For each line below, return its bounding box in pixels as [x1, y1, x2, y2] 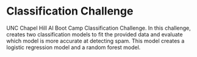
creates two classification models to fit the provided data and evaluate [6, 30, 183, 38]
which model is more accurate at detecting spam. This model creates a [6, 37, 185, 44]
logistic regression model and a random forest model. [6, 44, 141, 51]
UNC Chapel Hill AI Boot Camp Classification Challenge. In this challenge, [6, 24, 191, 32]
